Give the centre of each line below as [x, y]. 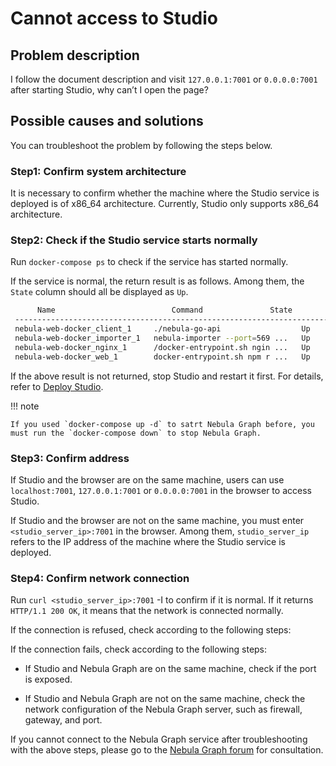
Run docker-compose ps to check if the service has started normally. [149, 262]
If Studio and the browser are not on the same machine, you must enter [157, 520]
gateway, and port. [63, 720]
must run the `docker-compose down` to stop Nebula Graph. [136, 433]
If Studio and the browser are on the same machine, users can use [147, 479]
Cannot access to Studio [114, 18]
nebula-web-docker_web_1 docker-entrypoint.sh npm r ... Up [162, 357]
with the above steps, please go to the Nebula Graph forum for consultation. [167, 750]
